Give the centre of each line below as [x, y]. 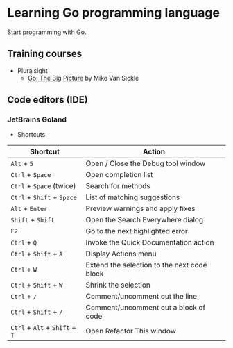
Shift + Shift [33, 220]
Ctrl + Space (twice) [43, 186]
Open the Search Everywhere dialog [144, 220]
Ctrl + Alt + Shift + [43, 328]
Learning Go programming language [114, 13]
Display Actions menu [121, 254]
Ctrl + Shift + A [37, 254]
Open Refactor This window [131, 331]
